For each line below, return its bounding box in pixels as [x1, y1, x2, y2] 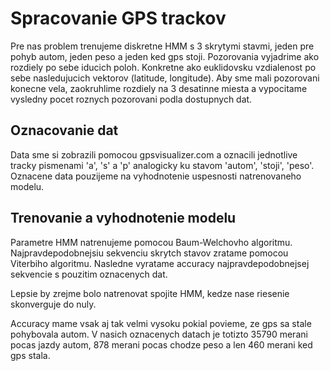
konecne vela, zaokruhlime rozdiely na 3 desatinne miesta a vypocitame [10, 82, 308, 94]
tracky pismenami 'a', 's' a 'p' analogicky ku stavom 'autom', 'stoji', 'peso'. [10, 159, 315, 171]
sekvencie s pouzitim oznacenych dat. [10, 268, 168, 280]
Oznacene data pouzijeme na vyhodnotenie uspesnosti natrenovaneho [10, 170, 302, 182]
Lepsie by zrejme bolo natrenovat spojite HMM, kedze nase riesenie [10, 287, 290, 299]
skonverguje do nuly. [10, 298, 97, 310]
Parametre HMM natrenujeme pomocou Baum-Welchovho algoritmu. [10, 236, 293, 248]
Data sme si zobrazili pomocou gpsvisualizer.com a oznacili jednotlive [10, 148, 298, 161]
